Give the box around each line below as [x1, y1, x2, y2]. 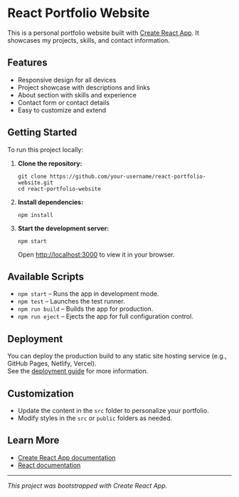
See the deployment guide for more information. [7, 367, 149, 375]
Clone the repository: [17, 159, 83, 168]
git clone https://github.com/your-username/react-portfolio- [17, 173, 206, 180]
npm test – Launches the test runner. [17, 297, 126, 306]
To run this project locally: [7, 145, 84, 154]
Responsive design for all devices [17, 75, 117, 84]
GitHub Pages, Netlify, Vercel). [7, 359, 97, 368]
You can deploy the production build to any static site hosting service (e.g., [7, 352, 228, 360]
